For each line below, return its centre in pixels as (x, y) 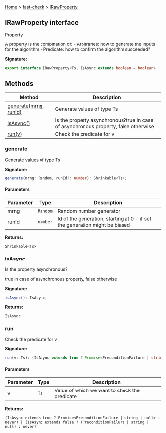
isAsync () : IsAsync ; (26, 298)
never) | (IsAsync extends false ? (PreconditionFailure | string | (77, 422)
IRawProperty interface (42, 22)
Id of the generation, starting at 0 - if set (104, 218)
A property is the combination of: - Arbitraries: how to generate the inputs (80, 44)
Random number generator (89, 211)
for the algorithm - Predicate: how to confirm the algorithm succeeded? (78, 49)
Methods (19, 84)
